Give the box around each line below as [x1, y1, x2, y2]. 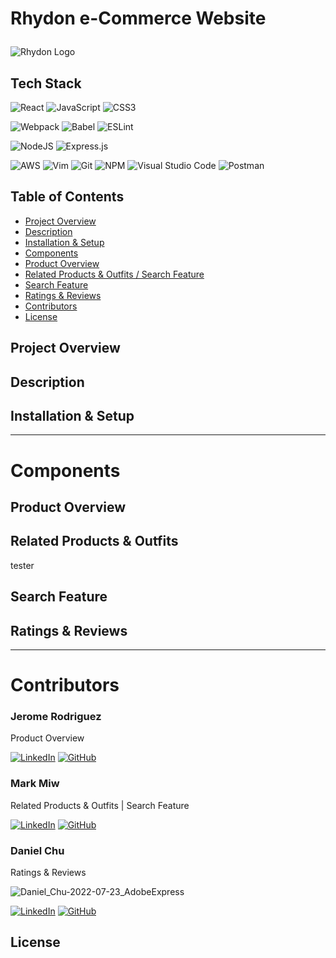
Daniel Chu [10, 843, 65, 857]
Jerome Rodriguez [10, 710, 102, 724]
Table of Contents [10, 188, 125, 206]
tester [10, 559, 35, 571]
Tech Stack [10, 75, 82, 92]
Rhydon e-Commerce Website [10, 7, 267, 30]
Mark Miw [10, 777, 60, 791]
